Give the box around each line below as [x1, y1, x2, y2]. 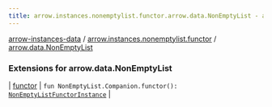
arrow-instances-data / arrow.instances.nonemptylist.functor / [8, 34, 217, 43]
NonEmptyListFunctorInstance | [8, 89, 111, 99]
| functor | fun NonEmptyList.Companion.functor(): [8, 80, 178, 90]
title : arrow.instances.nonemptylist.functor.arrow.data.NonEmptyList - [8, 11, 259, 20]
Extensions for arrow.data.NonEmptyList [8, 62, 172, 73]
